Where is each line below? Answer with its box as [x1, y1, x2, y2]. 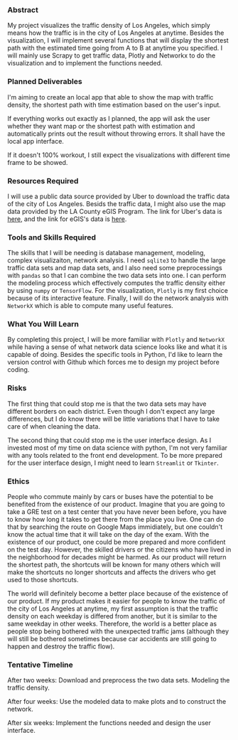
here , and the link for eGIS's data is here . [7, 215, 127, 223]
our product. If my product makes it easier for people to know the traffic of [7, 597, 225, 606]
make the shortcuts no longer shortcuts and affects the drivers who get [7, 568, 217, 577]
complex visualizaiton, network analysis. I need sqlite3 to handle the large [7, 256, 226, 264]
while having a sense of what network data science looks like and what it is [7, 343, 227, 351]
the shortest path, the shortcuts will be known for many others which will [7, 560, 220, 569]
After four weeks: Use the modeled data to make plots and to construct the [7, 697, 227, 706]
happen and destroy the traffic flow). [7, 642, 115, 651]
